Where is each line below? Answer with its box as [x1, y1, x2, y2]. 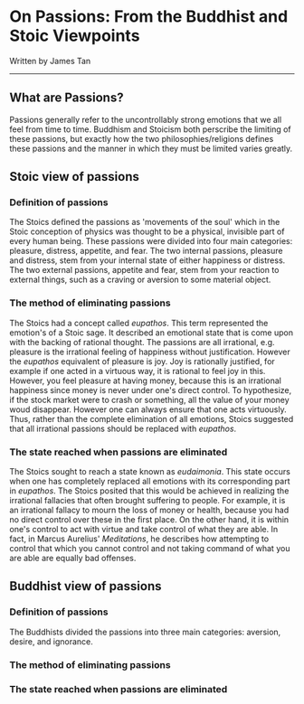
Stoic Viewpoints [9, 25, 140, 46]
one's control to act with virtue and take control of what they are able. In [9, 524, 279, 535]
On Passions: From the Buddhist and [9, 6, 289, 27]
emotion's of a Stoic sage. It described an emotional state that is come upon [9, 327, 294, 338]
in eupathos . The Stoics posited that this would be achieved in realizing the [9, 485, 290, 496]
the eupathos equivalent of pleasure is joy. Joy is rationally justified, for [9, 355, 276, 367]
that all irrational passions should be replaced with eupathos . [9, 423, 237, 434]
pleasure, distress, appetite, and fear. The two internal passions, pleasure [9, 246, 283, 257]
